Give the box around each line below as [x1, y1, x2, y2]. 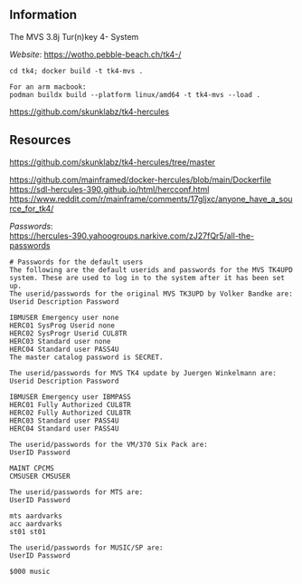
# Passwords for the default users [9, 258, 144, 267]
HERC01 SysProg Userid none [9, 321, 116, 330]
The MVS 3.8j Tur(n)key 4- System [9, 31, 139, 42]
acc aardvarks [9, 519, 63, 529]
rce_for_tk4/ [9, 203, 54, 214]
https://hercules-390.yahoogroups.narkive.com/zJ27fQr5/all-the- [9, 230, 255, 241]
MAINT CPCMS [9, 463, 54, 472]
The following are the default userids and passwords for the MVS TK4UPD [9, 265, 294, 275]
